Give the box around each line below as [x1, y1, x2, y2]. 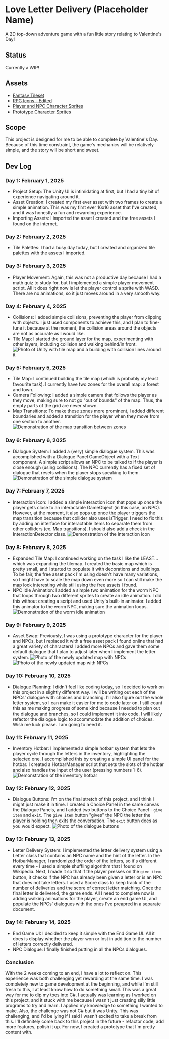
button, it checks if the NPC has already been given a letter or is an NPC [12, 874, 163, 880]
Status [5, 51, 27, 60]
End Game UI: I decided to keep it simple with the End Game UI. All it [12, 930, 155, 936]
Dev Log [5, 161, 32, 170]
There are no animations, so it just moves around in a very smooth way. [12, 290, 161, 296]
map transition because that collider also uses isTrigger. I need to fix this [12, 515, 163, 521]
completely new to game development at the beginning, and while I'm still [5, 981, 158, 987]
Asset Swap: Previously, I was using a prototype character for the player [12, 633, 163, 639]
